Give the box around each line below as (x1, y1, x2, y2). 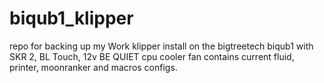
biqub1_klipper (9, 7, 134, 30)
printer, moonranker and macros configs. (9, 61, 178, 73)
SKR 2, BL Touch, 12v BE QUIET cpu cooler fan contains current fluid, (9, 50, 295, 62)
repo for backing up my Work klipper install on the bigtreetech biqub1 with (9, 40, 314, 52)
